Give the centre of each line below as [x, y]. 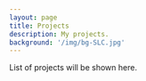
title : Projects [39, 26]
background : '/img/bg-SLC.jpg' [67, 42]
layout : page [33, 17]
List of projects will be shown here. [73, 68]
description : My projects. [59, 34]
